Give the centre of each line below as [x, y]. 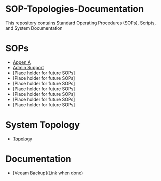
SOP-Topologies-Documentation [75, 9]
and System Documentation [34, 28]
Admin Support [28, 67]
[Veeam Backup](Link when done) [48, 173]
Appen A [22, 62]
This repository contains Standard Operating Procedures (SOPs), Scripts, [81, 23]
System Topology [43, 125]
